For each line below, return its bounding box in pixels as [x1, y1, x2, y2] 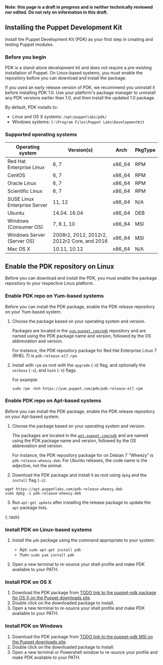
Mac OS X [7, 246, 31, 252]
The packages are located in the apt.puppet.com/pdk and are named [12, 432, 148, 438]
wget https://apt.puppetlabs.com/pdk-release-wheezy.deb [5, 487, 123, 492]
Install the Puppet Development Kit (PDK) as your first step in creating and [5, 36, 153, 42]
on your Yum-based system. [5, 309, 62, 315]
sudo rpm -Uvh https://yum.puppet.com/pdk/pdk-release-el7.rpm [12, 386, 143, 391]
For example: [12, 377, 38, 382]
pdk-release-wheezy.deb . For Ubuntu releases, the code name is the [12, 457, 147, 463]
